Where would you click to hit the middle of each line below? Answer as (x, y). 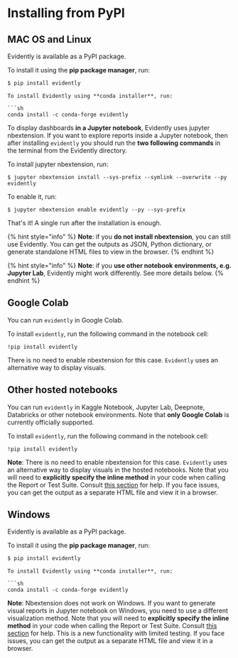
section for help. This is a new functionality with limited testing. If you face (116, 633)
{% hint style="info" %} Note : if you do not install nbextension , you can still (119, 237)
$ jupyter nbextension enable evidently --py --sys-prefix (97, 210)
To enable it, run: (32, 196)
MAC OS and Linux (50, 39)
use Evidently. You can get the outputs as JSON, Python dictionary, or (109, 244)
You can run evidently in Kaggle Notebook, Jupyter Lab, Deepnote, (106, 407)
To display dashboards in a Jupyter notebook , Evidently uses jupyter (109, 128)
